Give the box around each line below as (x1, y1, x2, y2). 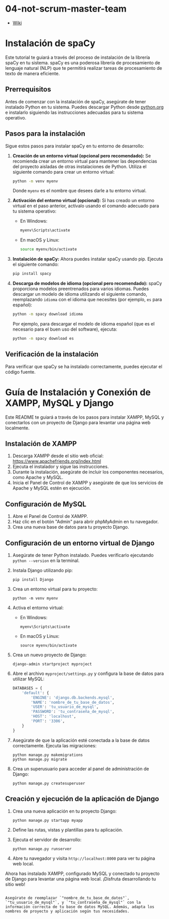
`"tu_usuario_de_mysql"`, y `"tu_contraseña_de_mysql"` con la (5, 900, 141, 905)
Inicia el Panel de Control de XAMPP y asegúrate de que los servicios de (12, 480, 163, 486)
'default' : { (22, 690, 49, 695)
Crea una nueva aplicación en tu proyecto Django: (12, 808, 117, 814)
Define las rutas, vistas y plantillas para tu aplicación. (12, 826, 124, 833)
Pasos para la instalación (5, 130, 86, 138)
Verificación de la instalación (5, 350, 99, 358)
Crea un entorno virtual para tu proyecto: (12, 586, 98, 592)
